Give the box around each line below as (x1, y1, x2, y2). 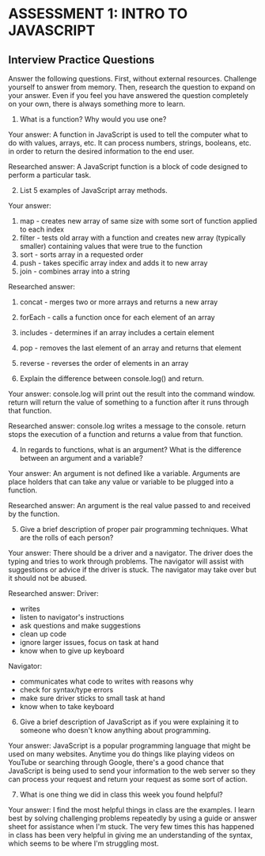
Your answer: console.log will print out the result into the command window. (8, 389, 256, 398)
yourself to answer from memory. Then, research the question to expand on (8, 82, 256, 92)
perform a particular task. (8, 171, 92, 179)
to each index (19, 224, 65, 234)
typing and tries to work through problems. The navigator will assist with (8, 556, 244, 566)
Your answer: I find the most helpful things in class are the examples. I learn (8, 805, 256, 814)
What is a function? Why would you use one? (19, 115, 167, 123)
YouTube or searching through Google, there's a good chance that (8, 758, 224, 767)
